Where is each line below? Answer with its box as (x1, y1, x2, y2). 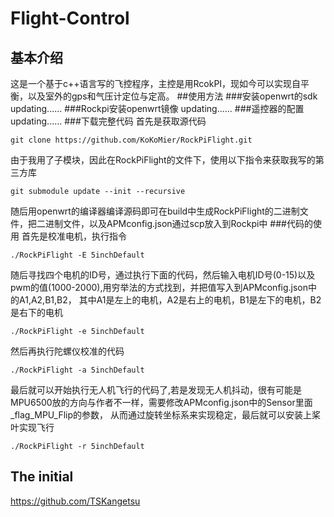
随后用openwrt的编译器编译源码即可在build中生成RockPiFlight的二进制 (10, 205, 300, 217)
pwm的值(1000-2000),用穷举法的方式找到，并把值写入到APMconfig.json (10, 282, 309, 293)
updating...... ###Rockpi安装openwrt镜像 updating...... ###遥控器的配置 (10, 103, 305, 114)
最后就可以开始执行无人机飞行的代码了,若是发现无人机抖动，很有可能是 (10, 384, 303, 396)
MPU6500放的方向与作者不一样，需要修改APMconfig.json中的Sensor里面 (10, 397, 313, 408)
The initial (10, 468, 74, 486)
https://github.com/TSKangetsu (10, 495, 141, 507)
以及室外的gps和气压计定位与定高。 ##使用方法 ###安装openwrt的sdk (27, 90, 318, 102)
